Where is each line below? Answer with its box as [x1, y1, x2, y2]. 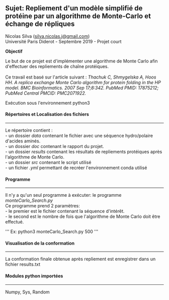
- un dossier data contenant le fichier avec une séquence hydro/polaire [5, 133, 153, 139]
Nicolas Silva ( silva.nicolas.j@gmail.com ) [5, 33, 90, 39]
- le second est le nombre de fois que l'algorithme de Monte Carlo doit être [5, 213, 160, 219]
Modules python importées [5, 273, 63, 279]
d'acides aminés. [5, 138, 41, 144]
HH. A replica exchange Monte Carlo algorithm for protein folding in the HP [5, 79, 161, 85]
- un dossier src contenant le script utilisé [5, 160, 92, 166]
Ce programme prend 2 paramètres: [5, 203, 80, 209]
